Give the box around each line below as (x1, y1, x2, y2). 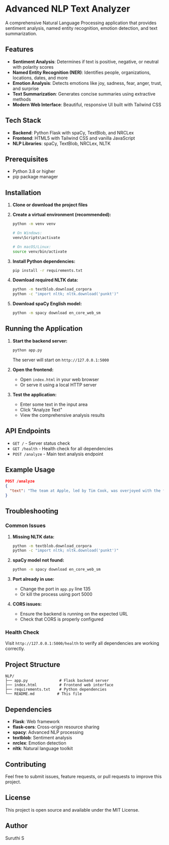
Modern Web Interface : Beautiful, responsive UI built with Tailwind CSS (12, 102, 161, 108)
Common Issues (5, 522, 46, 529)
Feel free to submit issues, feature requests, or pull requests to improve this (5, 773, 162, 779)
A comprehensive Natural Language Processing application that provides (5, 20, 157, 26)
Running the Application (5, 324, 83, 333)
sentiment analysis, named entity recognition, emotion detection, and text (5, 25, 157, 31)
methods (12, 96, 31, 102)
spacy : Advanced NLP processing (12, 729, 84, 735)
